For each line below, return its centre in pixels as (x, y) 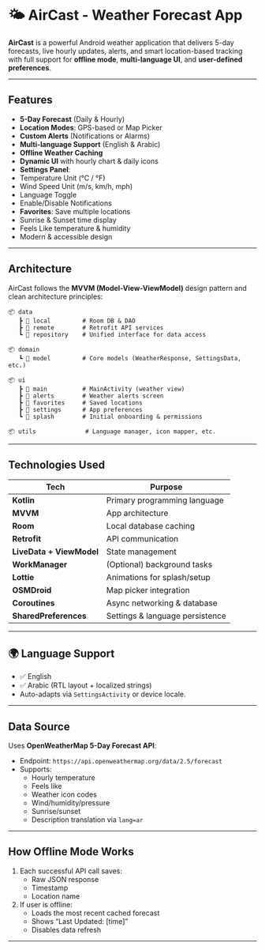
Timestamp (50, 888)
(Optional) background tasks (159, 564)
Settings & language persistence (166, 616)
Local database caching (151, 526)
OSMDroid (32, 590)
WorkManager (40, 564)
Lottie (23, 578)
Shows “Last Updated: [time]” (80, 921)
